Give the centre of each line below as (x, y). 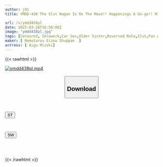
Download (81, 89)
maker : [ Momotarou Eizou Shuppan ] (43, 41)
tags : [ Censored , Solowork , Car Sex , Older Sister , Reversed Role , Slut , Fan (80, 36)
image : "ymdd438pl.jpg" (29, 32)
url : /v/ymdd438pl (24, 23)
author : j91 (17, 9)
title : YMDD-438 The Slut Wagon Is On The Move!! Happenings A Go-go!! (79, 14)
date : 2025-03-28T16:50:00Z (33, 27)
